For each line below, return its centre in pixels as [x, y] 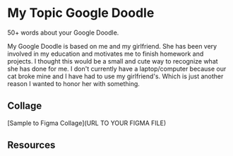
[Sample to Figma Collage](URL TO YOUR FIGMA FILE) [87, 123]
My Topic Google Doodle [81, 13]
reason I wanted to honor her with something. [73, 83]
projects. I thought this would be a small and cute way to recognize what [113, 61]
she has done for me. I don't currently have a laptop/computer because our [117, 68]
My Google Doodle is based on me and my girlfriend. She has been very [112, 46]
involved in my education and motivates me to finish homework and [106, 54]
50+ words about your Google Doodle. [63, 32]
